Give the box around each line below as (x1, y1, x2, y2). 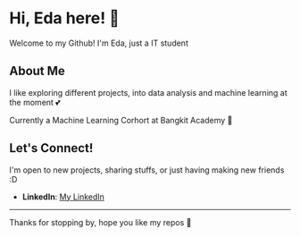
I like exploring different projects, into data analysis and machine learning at (9, 87, 287, 97)
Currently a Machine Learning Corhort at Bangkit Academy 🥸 (9, 114, 233, 125)
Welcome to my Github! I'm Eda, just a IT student (9, 38, 189, 48)
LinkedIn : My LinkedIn (21, 191, 105, 202)
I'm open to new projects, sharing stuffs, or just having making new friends (9, 165, 285, 175)
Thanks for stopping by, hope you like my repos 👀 (9, 216, 192, 227)
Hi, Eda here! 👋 (9, 8, 121, 29)
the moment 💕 (9, 97, 61, 107)
